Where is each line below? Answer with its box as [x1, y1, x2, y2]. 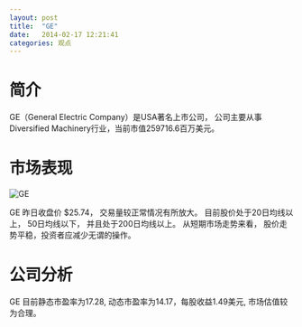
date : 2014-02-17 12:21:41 [9, 30, 119, 39]
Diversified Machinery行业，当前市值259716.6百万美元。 [9, 123, 219, 134]
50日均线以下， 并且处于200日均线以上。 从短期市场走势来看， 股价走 [26, 219, 288, 229]
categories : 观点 [9, 38, 72, 48]
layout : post [9, 13, 59, 23]
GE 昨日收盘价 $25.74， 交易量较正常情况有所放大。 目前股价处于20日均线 [9, 207, 286, 218]
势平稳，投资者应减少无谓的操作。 [9, 229, 136, 240]
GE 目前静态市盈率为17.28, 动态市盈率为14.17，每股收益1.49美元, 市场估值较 [9, 296, 288, 307]
